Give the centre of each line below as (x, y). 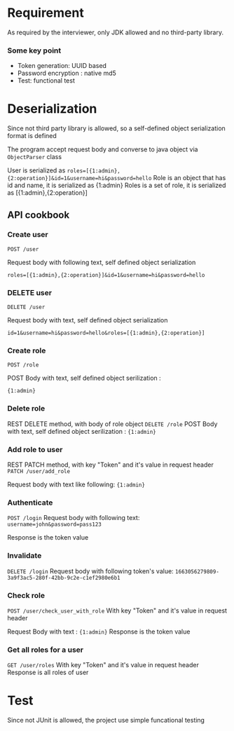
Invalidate (25, 556)
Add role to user (35, 449)
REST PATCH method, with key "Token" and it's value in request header (110, 465)
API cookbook (39, 215)
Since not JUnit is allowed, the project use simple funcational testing (106, 720)
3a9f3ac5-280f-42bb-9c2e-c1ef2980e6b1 (64, 578)
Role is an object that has (190, 178)
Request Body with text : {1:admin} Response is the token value (99, 631)
